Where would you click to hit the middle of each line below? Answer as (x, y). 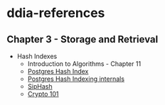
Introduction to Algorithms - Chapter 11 (84, 64)
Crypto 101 (43, 94)
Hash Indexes (37, 56)
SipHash (40, 86)
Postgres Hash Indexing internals (76, 79)
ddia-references (56, 13)
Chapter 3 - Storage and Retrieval (82, 39)
